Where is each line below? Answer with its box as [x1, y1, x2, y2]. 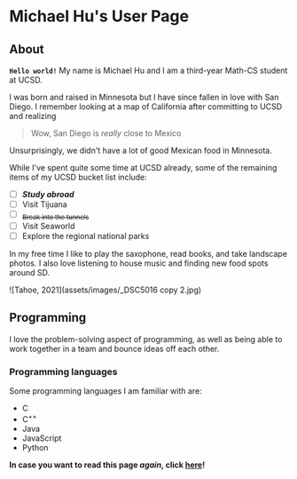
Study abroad [21, 189, 74, 199]
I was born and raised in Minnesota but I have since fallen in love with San [9, 92, 279, 102]
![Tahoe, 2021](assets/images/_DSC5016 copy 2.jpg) [9, 284, 202, 295]
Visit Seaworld [21, 220, 75, 231]
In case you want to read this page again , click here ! [9, 459, 206, 470]
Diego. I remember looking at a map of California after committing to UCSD [9, 101, 283, 112]
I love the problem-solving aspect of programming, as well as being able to [9, 333, 283, 344]
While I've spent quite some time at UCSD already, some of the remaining [9, 163, 277, 172]
